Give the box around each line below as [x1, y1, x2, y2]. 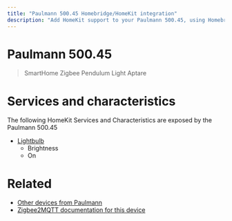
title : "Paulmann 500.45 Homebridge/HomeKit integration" [7, 10, 177, 17]
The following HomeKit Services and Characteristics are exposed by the [7, 116, 213, 124]
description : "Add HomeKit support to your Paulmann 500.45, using [7, 17, 206, 23]
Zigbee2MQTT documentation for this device [17, 206, 146, 214]
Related [7, 175, 52, 191]
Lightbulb [17, 137, 45, 145]
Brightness [27, 144, 59, 153]
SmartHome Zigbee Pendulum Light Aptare [23, 69, 147, 77]
